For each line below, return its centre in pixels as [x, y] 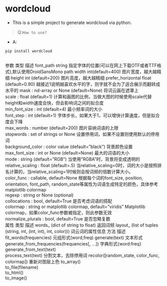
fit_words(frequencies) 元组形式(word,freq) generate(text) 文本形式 [74, 237]
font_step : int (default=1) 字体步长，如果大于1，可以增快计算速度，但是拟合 [83, 115]
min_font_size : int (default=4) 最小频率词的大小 [54, 109]
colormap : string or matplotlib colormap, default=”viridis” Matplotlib [75, 206]
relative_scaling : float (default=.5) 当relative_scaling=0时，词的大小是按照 [82, 165]
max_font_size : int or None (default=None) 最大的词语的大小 [67, 152]
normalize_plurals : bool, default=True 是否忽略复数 [58, 218]
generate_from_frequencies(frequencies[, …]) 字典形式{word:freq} [73, 243]
